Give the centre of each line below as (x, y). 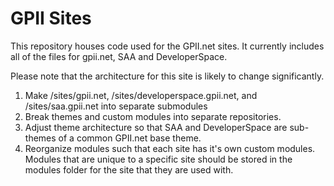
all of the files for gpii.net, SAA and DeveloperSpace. (119, 56)
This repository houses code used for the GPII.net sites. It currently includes (167, 46)
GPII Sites (51, 18)
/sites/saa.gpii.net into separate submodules (116, 106)
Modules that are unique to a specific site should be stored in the (158, 159)
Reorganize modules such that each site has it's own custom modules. (170, 148)
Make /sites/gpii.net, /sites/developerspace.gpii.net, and (141, 95)
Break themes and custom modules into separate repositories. (153, 116)
